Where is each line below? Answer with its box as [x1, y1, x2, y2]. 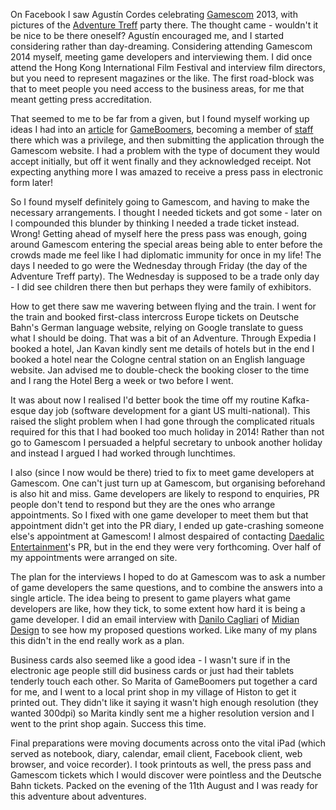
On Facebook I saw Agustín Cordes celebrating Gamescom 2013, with [10, 9, 298, 20]
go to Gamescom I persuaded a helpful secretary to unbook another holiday [10, 437, 323, 448]
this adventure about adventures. [10, 790, 147, 802]
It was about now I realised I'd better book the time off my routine [10, 394, 280, 406]
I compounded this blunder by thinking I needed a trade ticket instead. [10, 217, 300, 229]
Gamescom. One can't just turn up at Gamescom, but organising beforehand [10, 477, 326, 489]
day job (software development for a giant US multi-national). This [38, 405, 311, 416]
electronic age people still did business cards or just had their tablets [10, 665, 295, 676]
